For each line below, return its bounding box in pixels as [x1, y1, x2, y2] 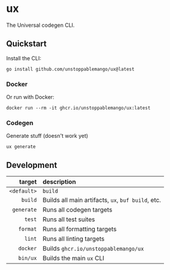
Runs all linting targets [42, 235, 105, 243]
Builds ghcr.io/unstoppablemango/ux [42, 244, 144, 253]
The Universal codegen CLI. [6, 21, 75, 29]
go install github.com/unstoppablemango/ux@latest [6, 66, 135, 72]
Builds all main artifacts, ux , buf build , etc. [42, 196, 161, 204]
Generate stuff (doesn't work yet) [6, 132, 88, 139]
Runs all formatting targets [42, 225, 117, 234]
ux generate [6, 144, 36, 150]
